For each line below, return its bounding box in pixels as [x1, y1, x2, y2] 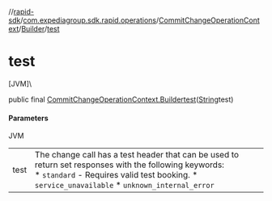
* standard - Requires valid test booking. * [35, 170, 198, 181]
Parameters [8, 113, 49, 123]
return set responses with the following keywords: [35, 159, 225, 170]
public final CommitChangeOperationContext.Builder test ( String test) [8, 94, 234, 104]
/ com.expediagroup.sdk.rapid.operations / [19, 15, 159, 25]
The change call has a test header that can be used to [35, 149, 240, 161]
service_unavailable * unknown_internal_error [35, 179, 215, 191]
